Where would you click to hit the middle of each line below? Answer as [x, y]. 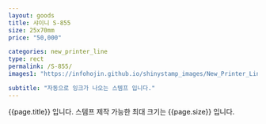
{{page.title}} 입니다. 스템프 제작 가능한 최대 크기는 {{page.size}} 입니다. [122, 111]
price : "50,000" [35, 38]
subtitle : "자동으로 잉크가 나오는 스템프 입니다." [82, 88]
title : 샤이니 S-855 [40, 23]
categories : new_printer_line [58, 52]
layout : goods [32, 15]
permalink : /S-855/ [40, 67]
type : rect [26, 59]
